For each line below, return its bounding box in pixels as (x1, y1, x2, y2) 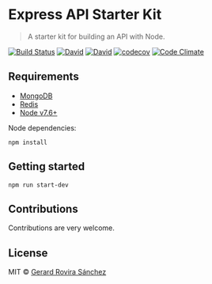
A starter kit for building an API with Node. (27, 32, 165, 41)
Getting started (8, 160, 85, 173)
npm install (8, 138, 47, 146)
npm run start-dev (8, 180, 69, 189)
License (8, 246, 48, 259)
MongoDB (19, 91, 53, 100)
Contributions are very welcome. (8, 223, 115, 233)
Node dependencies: (8, 123, 77, 132)
